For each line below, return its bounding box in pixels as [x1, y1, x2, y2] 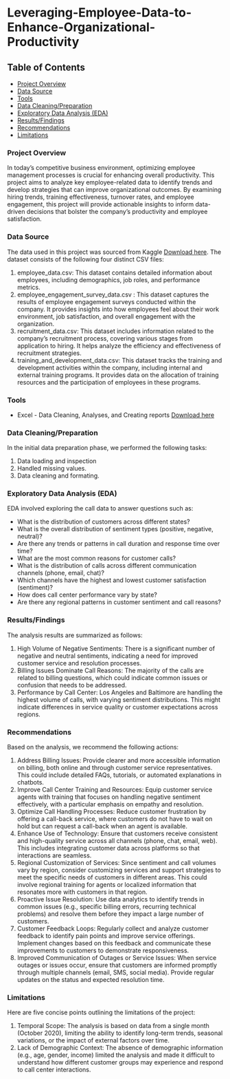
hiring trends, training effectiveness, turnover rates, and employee [7, 193, 194, 201]
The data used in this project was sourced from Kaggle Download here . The [7, 248, 222, 256]
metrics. [16, 283, 41, 291]
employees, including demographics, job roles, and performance [16, 275, 200, 284]
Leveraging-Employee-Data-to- [7, 5, 192, 21]
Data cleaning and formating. [16, 471, 100, 480]
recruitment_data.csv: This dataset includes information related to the [16, 327, 214, 335]
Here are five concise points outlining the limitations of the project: [7, 1008, 196, 1016]
